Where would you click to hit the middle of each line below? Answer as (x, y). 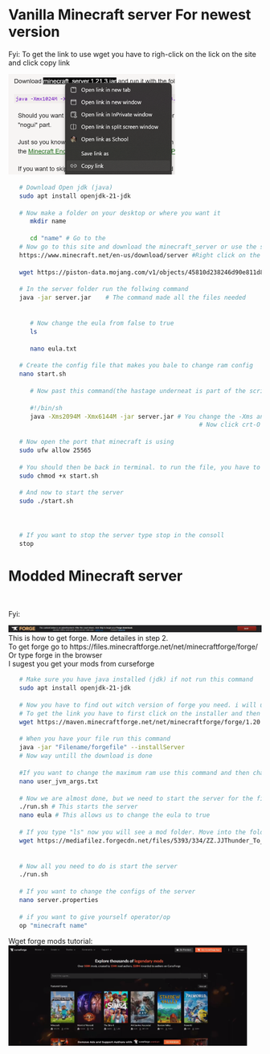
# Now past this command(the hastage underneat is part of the (138, 391)
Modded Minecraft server (96, 576)
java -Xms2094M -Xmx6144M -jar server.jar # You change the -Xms (141, 416)
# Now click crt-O (230, 425)
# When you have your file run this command (95, 739)
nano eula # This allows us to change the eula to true (115, 815)
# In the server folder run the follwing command (104, 289)
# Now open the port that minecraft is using (96, 442)
